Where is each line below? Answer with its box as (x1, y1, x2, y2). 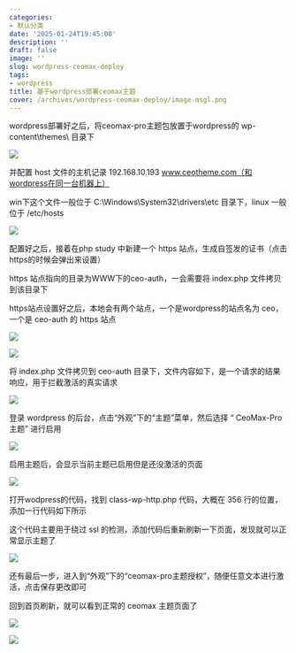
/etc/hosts (26, 208, 65, 219)
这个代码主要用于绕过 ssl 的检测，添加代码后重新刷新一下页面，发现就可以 (9, 524, 280, 535)
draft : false (9, 46, 57, 55)
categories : (9, 12, 53, 22)
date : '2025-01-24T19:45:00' (9, 29, 117, 38)
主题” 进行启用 (9, 424, 62, 434)
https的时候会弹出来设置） (9, 254, 106, 265)
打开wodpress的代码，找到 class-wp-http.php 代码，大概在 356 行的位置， (9, 495, 283, 505)
